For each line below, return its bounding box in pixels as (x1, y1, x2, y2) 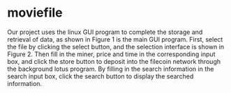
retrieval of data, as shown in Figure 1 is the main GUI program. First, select (7, 35, 223, 43)
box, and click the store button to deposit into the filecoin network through (7, 57, 221, 65)
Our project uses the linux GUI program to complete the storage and (7, 28, 203, 36)
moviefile (7, 5, 63, 21)
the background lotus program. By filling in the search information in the (7, 65, 214, 73)
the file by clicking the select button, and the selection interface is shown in (7, 42, 225, 51)
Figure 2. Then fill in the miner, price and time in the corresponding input (7, 50, 216, 58)
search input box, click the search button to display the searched (7, 71, 194, 81)
